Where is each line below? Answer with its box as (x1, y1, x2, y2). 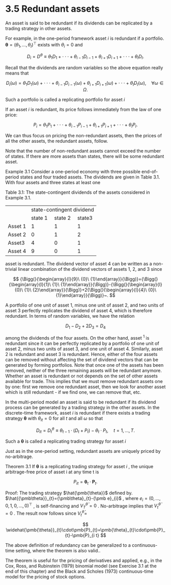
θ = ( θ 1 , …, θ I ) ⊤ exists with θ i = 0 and (5, 40, 83, 49)
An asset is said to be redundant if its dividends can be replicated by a (5, 20, 153, 26)
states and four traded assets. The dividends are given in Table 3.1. (20, 174, 160, 180)
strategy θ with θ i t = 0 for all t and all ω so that (5, 415, 103, 422)
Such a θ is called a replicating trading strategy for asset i (5, 438, 126, 444)
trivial (5, 266, 17, 272)
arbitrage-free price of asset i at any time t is (5, 469, 99, 475)
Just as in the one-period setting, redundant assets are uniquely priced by (5, 448, 161, 454)
